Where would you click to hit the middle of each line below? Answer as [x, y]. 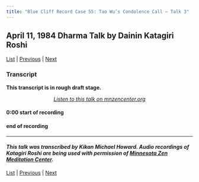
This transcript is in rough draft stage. [54, 87]
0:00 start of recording [35, 113]
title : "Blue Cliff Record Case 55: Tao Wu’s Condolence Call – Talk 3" [98, 12]
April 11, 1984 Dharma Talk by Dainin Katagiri [90, 36]
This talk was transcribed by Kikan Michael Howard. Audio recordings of [98, 147]
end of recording [27, 126]
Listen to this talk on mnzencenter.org [99, 99]
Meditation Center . [30, 159]
